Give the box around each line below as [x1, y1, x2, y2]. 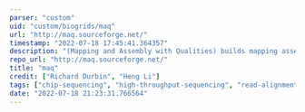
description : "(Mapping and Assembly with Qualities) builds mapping [9, 47, 279, 56]
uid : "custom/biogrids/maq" [9, 22, 116, 31]
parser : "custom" [9, 13, 75, 23]
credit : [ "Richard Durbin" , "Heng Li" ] [9, 72, 161, 81]
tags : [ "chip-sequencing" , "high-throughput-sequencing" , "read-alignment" [9, 80, 302, 89]
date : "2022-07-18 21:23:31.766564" [9, 89, 148, 98]
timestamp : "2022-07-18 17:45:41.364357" [9, 38, 169, 48]
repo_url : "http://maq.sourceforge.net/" [9, 55, 169, 64]
